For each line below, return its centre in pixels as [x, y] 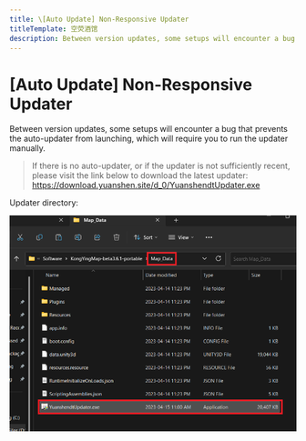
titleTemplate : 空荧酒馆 [54, 29]
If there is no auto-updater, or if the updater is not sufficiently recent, [161, 166]
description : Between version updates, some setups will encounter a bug [153, 38]
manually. [27, 148]
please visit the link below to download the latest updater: [140, 175]
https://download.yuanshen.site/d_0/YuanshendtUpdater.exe [146, 185]
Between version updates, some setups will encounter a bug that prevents [149, 129]
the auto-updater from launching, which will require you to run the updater [149, 139]
